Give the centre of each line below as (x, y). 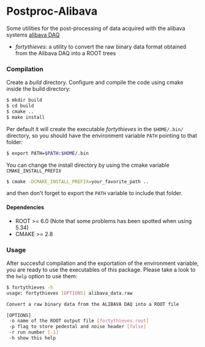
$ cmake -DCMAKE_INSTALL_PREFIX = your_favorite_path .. (78, 181)
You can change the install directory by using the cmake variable (88, 165)
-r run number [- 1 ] (34, 332)
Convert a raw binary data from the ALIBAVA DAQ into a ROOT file (93, 304)
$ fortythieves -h (30, 287)
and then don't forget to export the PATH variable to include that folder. (95, 193)
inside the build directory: (39, 89)
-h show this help (32, 338)
